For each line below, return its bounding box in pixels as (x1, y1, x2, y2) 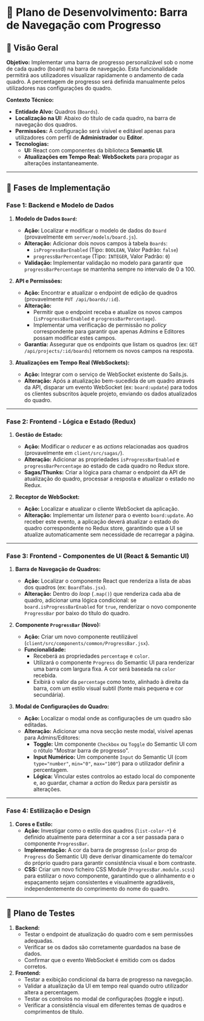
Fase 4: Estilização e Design (6, 807, 91, 815)
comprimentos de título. (24, 1008, 84, 1016)
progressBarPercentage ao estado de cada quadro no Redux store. (24, 462, 190, 470)
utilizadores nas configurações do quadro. (6, 84, 112, 92)
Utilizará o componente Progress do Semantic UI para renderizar (33, 659, 195, 666)
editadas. (24, 721, 48, 728)
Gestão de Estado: (15, 431, 63, 438)
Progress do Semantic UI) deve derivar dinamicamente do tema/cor (24, 853, 193, 860)
